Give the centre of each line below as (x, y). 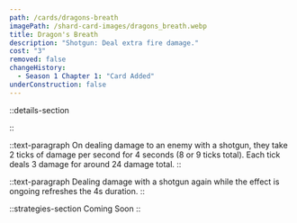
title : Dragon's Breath (54, 34)
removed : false (38, 59)
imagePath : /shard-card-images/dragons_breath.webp (108, 26)
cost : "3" (28, 51)
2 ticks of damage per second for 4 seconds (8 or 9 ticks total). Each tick (145, 155)
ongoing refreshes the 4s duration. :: (77, 191)
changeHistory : (38, 68)
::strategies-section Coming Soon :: (75, 209)
